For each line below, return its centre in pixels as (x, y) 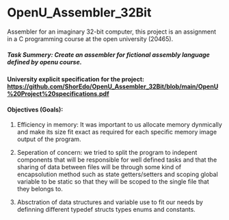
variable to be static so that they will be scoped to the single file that (113, 182)
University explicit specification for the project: (76, 79)
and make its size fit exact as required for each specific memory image (117, 132)
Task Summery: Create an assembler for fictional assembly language (109, 54)
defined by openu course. (44, 62)
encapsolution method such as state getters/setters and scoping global (118, 174)
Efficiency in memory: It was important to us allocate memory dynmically (119, 125)
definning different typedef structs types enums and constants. (106, 210)
